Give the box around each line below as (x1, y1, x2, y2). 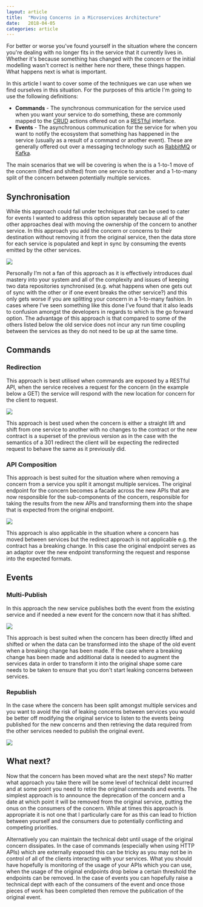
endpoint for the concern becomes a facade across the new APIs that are (6, 487, 190, 494)
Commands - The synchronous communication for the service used (15, 104, 186, 112)
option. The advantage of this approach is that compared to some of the (6, 314, 187, 322)
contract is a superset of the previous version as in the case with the (6, 432, 178, 439)
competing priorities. (6, 823, 59, 831)
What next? (6, 756, 51, 766)
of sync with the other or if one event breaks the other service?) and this (6, 289, 187, 296)
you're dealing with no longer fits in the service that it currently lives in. (6, 49, 184, 56)
